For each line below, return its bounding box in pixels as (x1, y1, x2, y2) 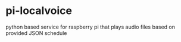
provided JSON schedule (5, 29, 67, 36)
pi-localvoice (5, 4, 73, 17)
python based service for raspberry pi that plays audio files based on (5, 23, 175, 30)
